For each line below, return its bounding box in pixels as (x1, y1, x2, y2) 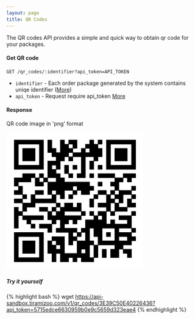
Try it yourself (6, 277, 43, 285)
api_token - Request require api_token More (15, 92, 126, 100)
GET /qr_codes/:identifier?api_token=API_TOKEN (6, 68, 130, 75)
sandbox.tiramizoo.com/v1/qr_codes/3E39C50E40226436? (6, 299, 155, 307)
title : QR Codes (6, 16, 48, 23)
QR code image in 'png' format (6, 120, 83, 127)
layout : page (6, 10, 40, 16)
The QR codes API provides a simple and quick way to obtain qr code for (6, 34, 189, 41)
